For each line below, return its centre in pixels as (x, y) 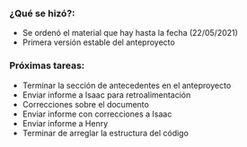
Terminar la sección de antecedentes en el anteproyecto (127, 85)
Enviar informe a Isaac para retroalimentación (106, 95)
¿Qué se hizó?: (42, 13)
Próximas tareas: (47, 65)
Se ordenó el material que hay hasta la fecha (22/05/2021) (130, 33)
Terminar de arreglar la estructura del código (105, 133)
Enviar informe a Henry (65, 123)
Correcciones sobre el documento (86, 104)
